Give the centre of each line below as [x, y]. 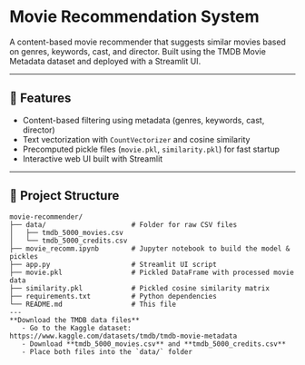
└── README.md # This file [93, 304]
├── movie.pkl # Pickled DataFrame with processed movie [152, 272]
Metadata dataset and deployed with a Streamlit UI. [105, 61]
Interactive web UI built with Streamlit [93, 158]
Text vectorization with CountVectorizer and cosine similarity [136, 139]
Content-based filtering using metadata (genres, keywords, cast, [143, 120]
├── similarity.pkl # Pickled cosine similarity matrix [140, 288]
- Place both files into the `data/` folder [107, 351]
